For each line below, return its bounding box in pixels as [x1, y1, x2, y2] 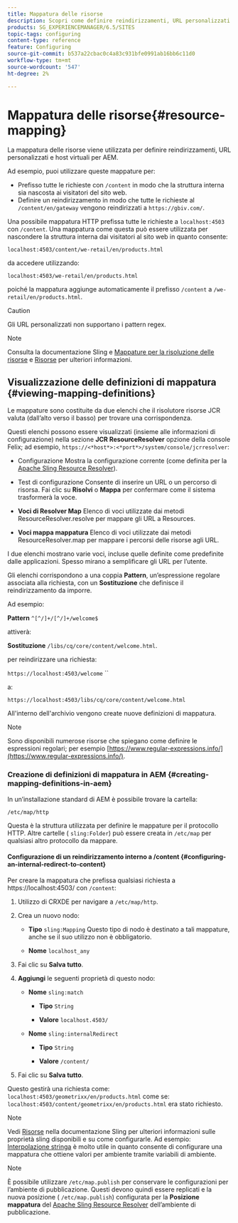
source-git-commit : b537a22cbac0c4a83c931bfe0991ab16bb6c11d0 [7, 51, 195, 58]
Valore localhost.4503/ [38, 1015, 109, 1023]
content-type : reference [7, 37, 81, 44]
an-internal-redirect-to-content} [7, 860, 107, 869]
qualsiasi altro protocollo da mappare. [7, 836, 119, 845]
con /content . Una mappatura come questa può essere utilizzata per [7, 225, 208, 234]
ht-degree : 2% [7, 70, 50, 77]
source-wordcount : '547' [7, 63, 81, 71]
